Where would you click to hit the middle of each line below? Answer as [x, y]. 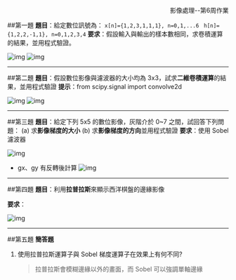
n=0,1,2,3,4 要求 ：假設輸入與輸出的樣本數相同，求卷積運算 [137, 34]
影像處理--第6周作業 [199, 10]
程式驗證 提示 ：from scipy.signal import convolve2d [107, 87]
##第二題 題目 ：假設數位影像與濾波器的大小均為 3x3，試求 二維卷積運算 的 [114, 78]
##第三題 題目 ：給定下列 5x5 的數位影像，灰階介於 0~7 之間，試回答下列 [113, 122]
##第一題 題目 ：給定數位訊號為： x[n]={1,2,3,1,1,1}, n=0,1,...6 [103, 25]
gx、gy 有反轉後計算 [47, 168]
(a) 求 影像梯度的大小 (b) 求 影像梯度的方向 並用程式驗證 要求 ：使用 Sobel [125, 131]
